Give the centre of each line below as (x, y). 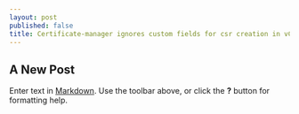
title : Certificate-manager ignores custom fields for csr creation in (145, 34)
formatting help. (39, 100)
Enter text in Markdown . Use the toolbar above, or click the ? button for (139, 91)
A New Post (42, 69)
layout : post (33, 17)
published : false (41, 26)
